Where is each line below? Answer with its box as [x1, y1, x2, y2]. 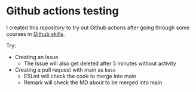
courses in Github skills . [6, 30, 65, 37]
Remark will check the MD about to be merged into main [23, 79, 163, 86]
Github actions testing [6, 4, 119, 18]
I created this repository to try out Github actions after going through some [6, 24, 190, 31]
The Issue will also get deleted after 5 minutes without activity [23, 60, 176, 67]
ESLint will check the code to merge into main [23, 72, 136, 79]
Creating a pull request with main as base [14, 66, 116, 73]
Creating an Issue [14, 53, 59, 60]
